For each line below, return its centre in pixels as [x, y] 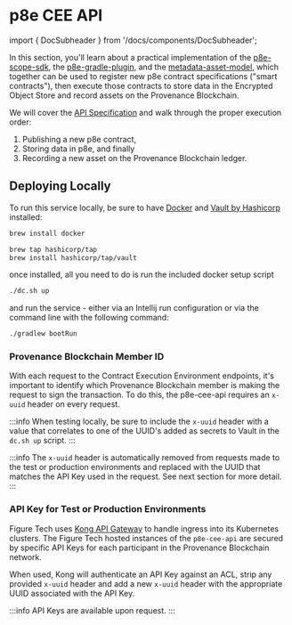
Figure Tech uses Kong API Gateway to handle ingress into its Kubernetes [144, 528]
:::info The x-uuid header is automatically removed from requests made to [145, 458]
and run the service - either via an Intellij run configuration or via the [134, 308]
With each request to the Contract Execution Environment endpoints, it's [142, 376]
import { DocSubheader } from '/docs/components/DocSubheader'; [134, 40]
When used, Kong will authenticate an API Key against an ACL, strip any [141, 574]
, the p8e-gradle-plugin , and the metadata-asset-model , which [163, 67]
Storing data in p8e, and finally [78, 149]
